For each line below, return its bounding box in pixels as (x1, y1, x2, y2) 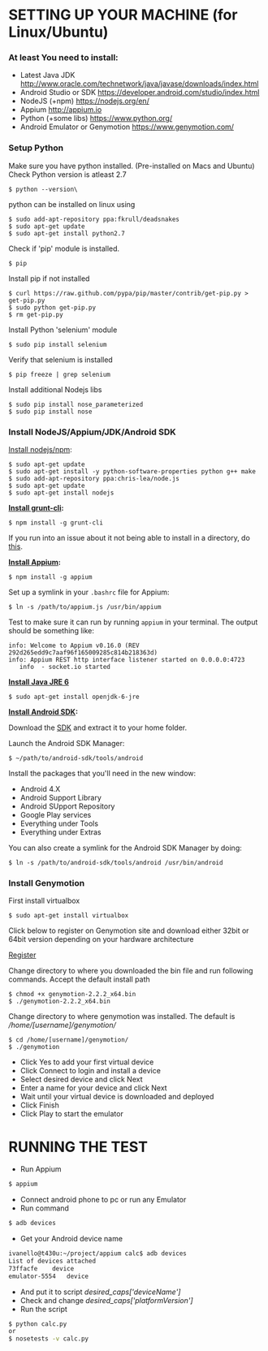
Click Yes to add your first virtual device (19, 1057, 154, 1067)
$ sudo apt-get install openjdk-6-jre (8, 693, 140, 701)
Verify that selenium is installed (8, 355, 114, 365)
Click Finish (19, 1100, 59, 1110)
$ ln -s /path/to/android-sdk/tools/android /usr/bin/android (8, 859, 223, 867)
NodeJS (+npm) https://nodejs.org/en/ (19, 96, 150, 106)
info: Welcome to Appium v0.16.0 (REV (8, 641, 140, 650)
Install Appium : (8, 558, 61, 568)
